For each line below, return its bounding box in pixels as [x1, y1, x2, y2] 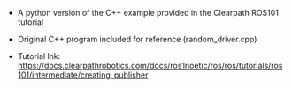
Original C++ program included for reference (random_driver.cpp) [17, 34, 257, 44]
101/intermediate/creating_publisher [17, 70, 149, 80]
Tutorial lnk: [17, 51, 61, 61]
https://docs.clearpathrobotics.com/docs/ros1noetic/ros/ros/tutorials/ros [17, 61, 283, 70]
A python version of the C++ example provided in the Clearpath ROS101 [17, 8, 279, 18]
